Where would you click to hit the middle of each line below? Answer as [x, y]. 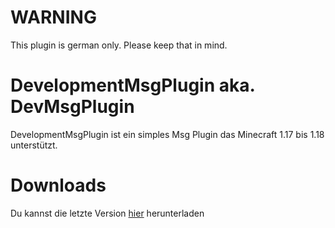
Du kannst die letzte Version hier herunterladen [107, 213]
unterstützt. [34, 145]
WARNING [53, 17]
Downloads [58, 185]
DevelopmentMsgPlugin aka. [132, 85]
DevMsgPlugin [72, 107]
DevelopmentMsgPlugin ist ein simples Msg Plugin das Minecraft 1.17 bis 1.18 [167, 134]
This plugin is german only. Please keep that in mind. [119, 45]
